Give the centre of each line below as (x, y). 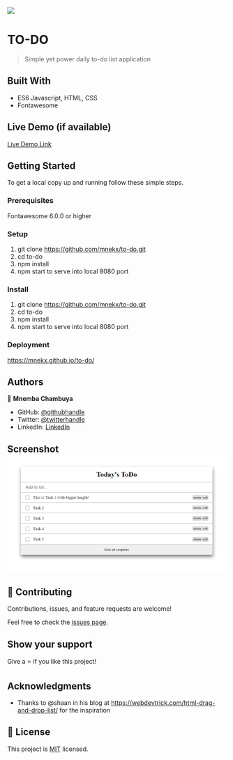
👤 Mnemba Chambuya (40, 399)
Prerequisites (30, 201)
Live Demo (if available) (59, 127)
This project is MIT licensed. (48, 749)
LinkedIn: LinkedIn (44, 427)
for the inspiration (84, 710)
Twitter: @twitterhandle (51, 420)
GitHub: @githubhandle (51, 412)
